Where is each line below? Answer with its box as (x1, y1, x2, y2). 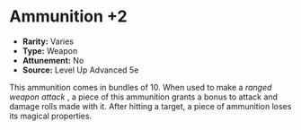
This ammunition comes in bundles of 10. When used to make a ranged (9, 82, 272, 92)
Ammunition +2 (9, 6, 128, 27)
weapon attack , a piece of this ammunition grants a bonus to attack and (9, 91, 279, 102)
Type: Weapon (22, 45, 78, 56)
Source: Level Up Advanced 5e (22, 65, 139, 75)
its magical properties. (9, 110, 93, 121)
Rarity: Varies (22, 36, 75, 47)
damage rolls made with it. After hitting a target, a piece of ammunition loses (9, 100, 292, 111)
